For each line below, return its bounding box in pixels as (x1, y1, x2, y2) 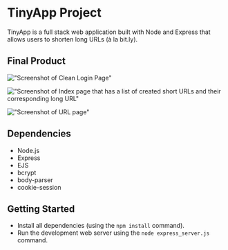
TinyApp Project (7, 5, 102, 21)
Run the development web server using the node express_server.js (17, 229, 210, 237)
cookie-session (17, 183, 61, 191)
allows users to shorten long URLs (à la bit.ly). (7, 35, 138, 43)
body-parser (17, 175, 53, 184)
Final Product (7, 55, 66, 67)
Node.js (17, 146, 40, 154)
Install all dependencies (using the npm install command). (17, 222, 185, 230)
